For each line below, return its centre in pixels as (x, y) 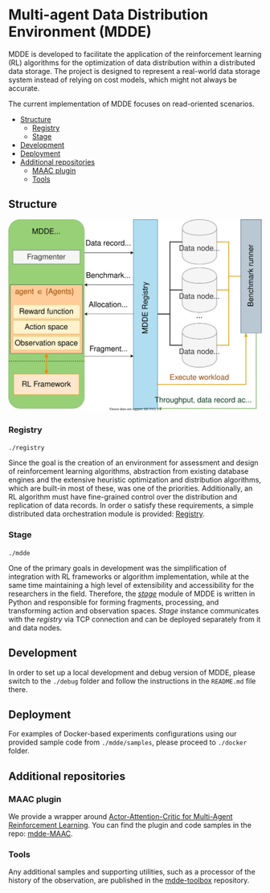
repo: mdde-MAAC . (41, 834)
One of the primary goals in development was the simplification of (118, 568)
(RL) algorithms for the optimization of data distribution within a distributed (132, 63)
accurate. (24, 88)
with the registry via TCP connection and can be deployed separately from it (135, 619)
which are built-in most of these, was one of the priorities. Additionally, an (131, 488)
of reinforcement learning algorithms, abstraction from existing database (129, 471)
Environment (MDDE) (80, 32)
